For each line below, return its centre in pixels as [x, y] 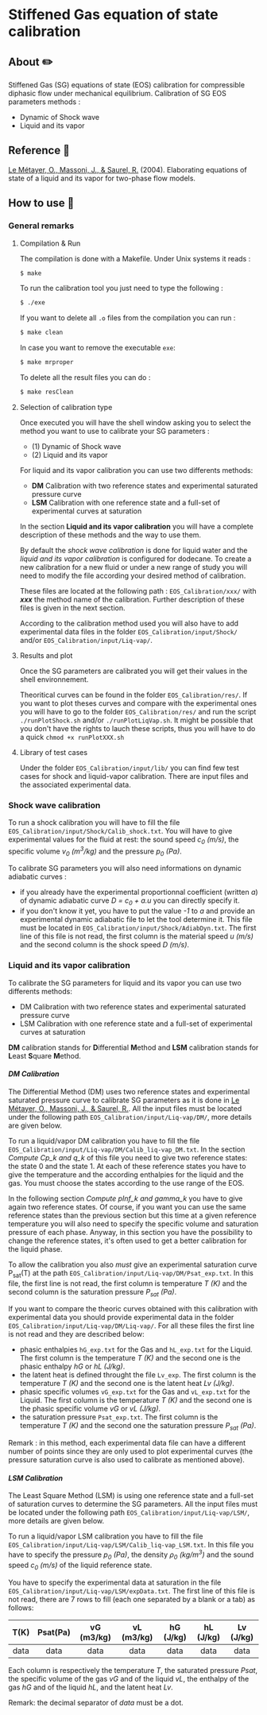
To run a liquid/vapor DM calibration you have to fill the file [104, 1140]
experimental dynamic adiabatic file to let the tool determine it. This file [136, 919]
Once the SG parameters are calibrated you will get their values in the [133, 671]
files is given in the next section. [72, 608]
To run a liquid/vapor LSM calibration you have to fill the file [106, 1536]
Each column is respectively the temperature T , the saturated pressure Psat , [133, 1670]
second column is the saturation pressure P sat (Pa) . [93, 1293]
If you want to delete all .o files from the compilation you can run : [128, 318]
